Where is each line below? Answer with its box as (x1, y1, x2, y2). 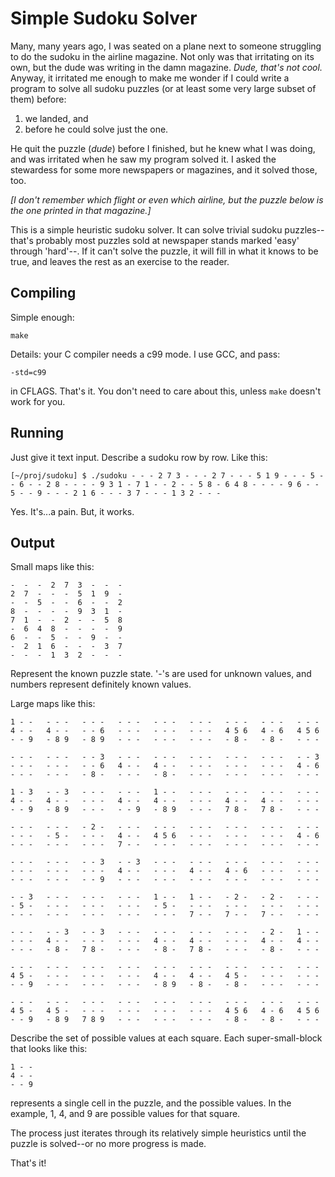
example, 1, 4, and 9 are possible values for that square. (10, 1108, 241, 1120)
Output (10, 534, 55, 551)
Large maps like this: (10, 698, 96, 710)
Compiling (10, 285, 77, 302)
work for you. (10, 395, 66, 407)
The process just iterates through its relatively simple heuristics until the (10, 1127, 307, 1139)
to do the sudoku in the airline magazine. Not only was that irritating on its (10, 50, 315, 62)
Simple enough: (10, 311, 75, 323)
